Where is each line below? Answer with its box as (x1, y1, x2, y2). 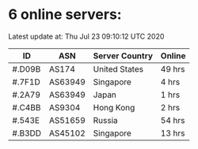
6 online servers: (8, 6, 122, 24)
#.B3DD (12, 128, 42, 139)
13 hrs (160, 128, 185, 139)
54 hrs (160, 114, 185, 125)
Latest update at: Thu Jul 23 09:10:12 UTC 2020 (8, 32, 165, 41)
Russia (93, 114, 119, 125)
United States (93, 63, 144, 74)
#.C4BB (12, 102, 41, 113)
